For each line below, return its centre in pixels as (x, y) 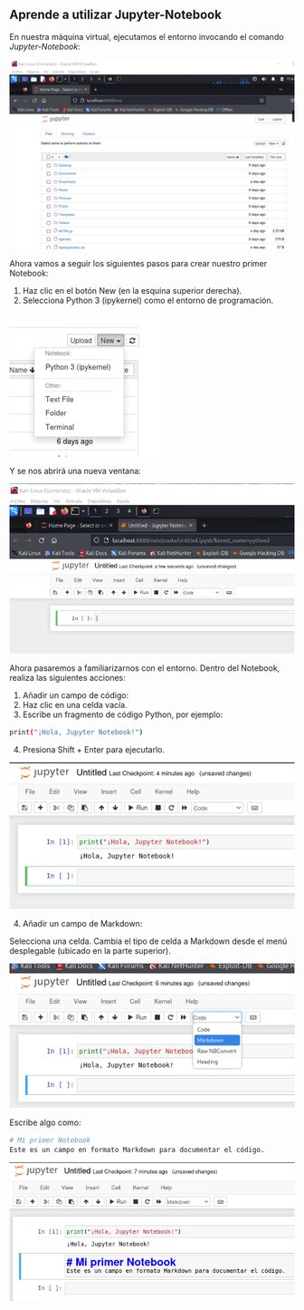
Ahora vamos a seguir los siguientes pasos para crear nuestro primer (138, 264)
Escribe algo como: (45, 1122)
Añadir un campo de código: (76, 695)
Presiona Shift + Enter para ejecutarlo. (94, 749)
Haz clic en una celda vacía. (75, 704)
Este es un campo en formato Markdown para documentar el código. (137, 1150)
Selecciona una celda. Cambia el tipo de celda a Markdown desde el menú (148, 941)
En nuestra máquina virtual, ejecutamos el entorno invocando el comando (147, 36)
